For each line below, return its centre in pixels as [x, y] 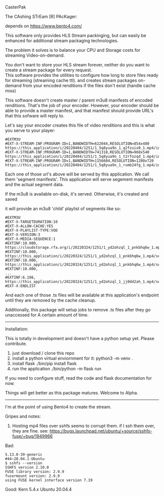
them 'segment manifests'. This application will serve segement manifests [79, 179]
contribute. [16, 344]
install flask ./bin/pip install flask [44, 363]
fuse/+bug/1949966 [32, 436]
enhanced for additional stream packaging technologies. [62, 41]
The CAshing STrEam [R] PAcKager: [41, 16]
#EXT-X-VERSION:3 [23, 235]
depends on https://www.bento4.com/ [43, 26]
